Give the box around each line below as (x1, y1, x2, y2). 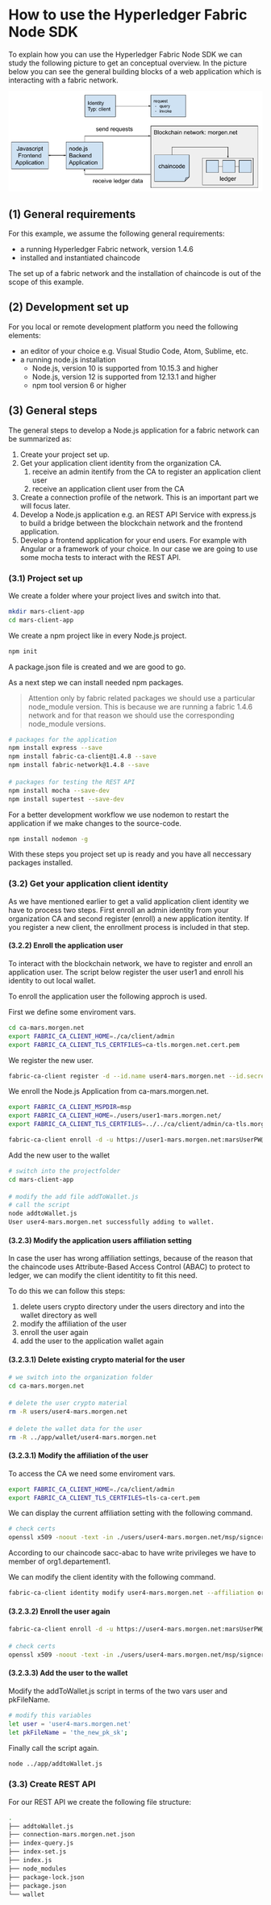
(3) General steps (8, 404, 98, 417)
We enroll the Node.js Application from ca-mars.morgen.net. (8, 1086, 210, 1096)
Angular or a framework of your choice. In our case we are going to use (19, 543, 258, 554)
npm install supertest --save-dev (8, 795, 125, 803)
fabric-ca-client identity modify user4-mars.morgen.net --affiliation (8, 1589, 254, 1597)
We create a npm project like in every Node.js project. (8, 630, 187, 640)
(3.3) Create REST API (8, 1778, 96, 1790)
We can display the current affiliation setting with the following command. (8, 1508, 253, 1518)
